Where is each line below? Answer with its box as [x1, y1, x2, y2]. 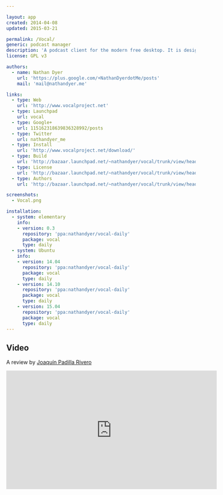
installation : [6, 208, 42, 214]
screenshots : [6, 192, 39, 198]
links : [6, 92, 23, 98]
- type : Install [11, 142, 52, 148]
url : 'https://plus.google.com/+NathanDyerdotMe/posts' [17, 75, 160, 81]
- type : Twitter [11, 131, 52, 137]
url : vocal [17, 114, 44, 120]
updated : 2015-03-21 [6, 25, 58, 31]
